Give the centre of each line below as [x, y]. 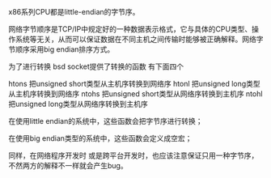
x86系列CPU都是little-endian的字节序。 [74, 12]
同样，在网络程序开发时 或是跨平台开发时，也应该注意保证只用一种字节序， [133, 155]
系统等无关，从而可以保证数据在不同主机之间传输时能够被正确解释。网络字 [139, 39]
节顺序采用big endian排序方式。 [61, 49]
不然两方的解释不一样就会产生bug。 [68, 165]
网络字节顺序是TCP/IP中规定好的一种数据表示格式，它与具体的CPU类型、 [130, 29]
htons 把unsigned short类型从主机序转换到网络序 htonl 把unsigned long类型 [134, 84]
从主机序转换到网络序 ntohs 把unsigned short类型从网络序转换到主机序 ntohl [135, 94]
